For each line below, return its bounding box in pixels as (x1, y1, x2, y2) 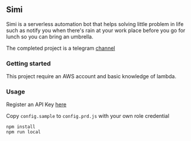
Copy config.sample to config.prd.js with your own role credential (6, 113, 170, 120)
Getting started (6, 59, 51, 68)
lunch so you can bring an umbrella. (6, 33, 93, 40)
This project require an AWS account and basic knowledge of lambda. (6, 73, 177, 80)
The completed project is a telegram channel (6, 44, 115, 52)
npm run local (6, 129, 41, 135)
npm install (6, 124, 35, 130)
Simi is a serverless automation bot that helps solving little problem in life (6, 20, 184, 27)
